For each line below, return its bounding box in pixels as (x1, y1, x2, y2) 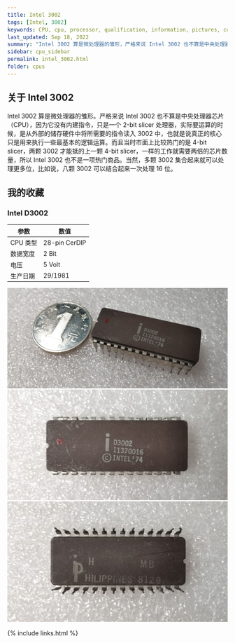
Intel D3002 (7, 208, 49, 217)
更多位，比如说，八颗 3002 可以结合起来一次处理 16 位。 (13, 164, 177, 172)
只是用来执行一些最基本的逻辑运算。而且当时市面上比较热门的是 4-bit (7, 137, 207, 147)
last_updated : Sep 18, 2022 (7, 34, 90, 41)
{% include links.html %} (7, 628, 78, 637)
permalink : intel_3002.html (7, 56, 90, 63)
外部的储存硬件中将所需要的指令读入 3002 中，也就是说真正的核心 (31, 129, 222, 137)
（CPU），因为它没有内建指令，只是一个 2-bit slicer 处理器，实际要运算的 (7, 120, 218, 129)
